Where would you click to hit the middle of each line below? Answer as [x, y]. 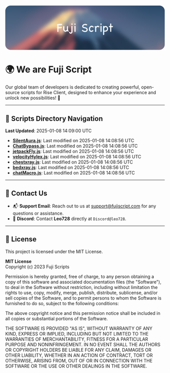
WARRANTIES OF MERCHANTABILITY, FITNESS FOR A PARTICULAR [77, 339]
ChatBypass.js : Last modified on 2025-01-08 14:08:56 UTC [75, 146]
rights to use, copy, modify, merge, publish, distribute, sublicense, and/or [81, 293]
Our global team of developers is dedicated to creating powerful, [73, 87]
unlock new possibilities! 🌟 [33, 98]
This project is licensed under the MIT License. [54, 252]
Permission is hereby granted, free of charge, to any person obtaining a [80, 276]
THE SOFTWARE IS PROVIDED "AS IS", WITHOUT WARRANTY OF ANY [79, 328]
